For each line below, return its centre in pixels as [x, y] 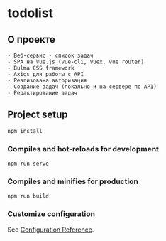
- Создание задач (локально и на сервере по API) [82, 87]
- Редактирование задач [43, 93]
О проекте [31, 39]
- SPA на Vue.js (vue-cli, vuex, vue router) [76, 62]
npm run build [28, 196]
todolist [31, 13]
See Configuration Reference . [51, 230]
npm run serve [28, 164]
